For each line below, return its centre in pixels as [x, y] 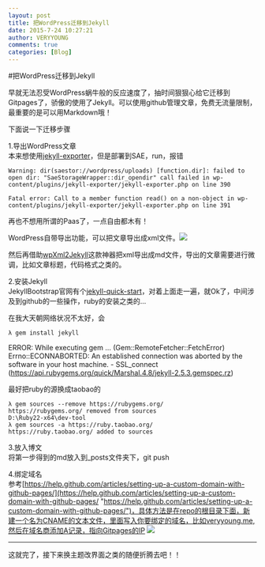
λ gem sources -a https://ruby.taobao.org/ [81, 425]
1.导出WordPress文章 [42, 146]
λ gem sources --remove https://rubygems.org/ [86, 404]
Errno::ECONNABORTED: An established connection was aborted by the [125, 356]
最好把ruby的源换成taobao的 [54, 389]
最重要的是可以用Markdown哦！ [60, 112]
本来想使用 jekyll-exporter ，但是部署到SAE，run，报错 [96, 156]
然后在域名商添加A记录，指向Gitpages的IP [77, 530]
